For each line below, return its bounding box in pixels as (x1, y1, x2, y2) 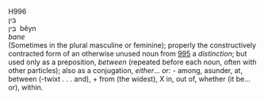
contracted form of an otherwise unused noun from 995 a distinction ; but (8, 49, 247, 58)
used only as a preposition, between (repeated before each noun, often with (8, 57, 257, 67)
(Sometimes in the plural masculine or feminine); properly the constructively (8, 40, 256, 50)
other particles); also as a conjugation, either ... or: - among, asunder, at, (8, 66, 243, 75)
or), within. (8, 83, 44, 92)
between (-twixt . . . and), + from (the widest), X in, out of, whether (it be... (8, 75, 251, 83)
